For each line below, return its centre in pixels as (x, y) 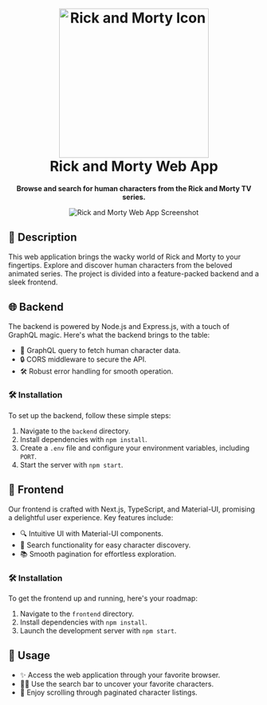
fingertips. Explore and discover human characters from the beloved (120, 265)
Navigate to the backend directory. (75, 431)
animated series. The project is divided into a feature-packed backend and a (133, 273)
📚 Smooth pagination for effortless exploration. (98, 554)
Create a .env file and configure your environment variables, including (134, 448)
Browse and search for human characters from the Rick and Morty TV (134, 188)
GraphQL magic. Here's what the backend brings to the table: (109, 335)
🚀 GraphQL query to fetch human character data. (100, 350)
